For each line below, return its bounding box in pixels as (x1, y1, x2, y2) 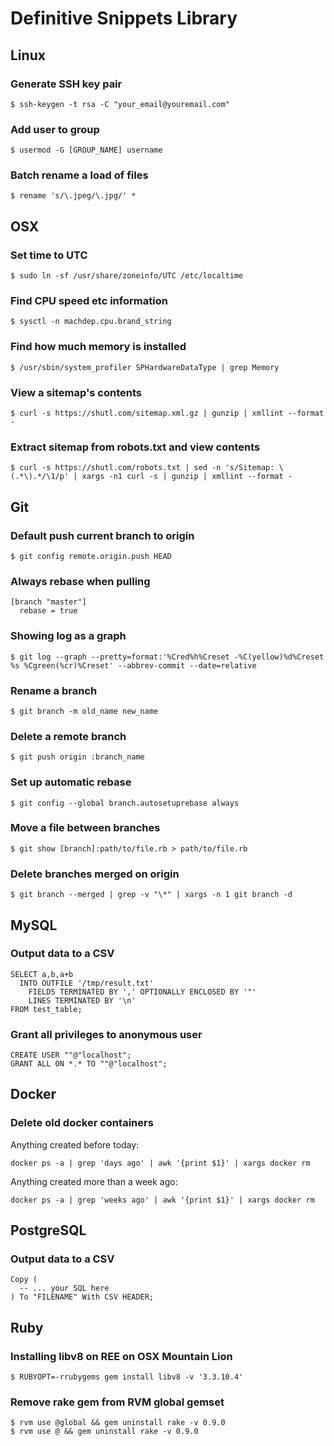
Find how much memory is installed (10, 340, 187, 354)
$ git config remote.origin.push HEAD (10, 552, 172, 562)
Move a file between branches (10, 821, 161, 835)
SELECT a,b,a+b (10, 969, 74, 979)
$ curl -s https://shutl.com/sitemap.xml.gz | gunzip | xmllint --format (10, 408, 325, 419)
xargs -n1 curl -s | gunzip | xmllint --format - (81, 472, 293, 482)
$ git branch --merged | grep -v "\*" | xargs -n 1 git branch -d (10, 890, 293, 900)
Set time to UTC (10, 248, 88, 262)
